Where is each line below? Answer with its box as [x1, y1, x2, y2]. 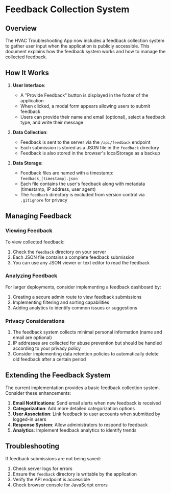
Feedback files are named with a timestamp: [20, 170, 114, 176]
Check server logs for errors [12, 465, 72, 472]
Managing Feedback [5, 212, 72, 220]
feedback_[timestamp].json [20, 176, 78, 181]
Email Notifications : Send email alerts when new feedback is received [12, 400, 161, 406]
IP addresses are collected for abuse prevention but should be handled [12, 340, 162, 346]
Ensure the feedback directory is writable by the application [12, 470, 137, 477]
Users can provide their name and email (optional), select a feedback [20, 114, 166, 120]
